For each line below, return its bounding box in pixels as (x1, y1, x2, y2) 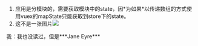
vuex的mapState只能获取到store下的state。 (20, 13, 130, 20)
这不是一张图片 (15, 20, 53, 27)
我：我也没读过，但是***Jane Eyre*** (6, 33, 101, 40)
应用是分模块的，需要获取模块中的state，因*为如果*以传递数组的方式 (15, 5, 187, 12)
